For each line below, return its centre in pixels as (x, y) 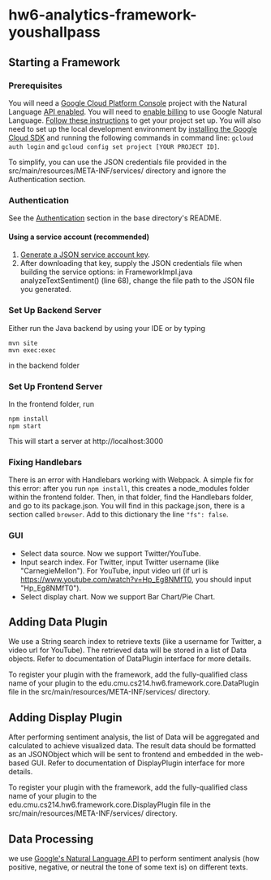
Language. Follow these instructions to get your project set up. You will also (135, 120)
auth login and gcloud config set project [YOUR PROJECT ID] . (114, 146)
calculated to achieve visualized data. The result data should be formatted (132, 746)
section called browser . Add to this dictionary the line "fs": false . (118, 515)
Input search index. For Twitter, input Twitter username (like (120, 562)
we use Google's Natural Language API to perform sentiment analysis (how (134, 858)
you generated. (45, 290)
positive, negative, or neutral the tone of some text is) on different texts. (128, 867)
